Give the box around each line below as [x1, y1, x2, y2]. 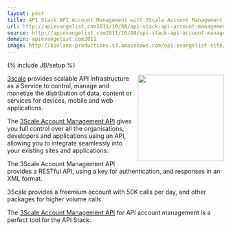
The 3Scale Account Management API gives [7, 117, 132, 125]
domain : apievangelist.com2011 [7, 36, 97, 43]
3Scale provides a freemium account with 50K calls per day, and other [7, 188, 206, 196]
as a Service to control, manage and [7, 82, 110, 90]
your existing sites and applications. [7, 146, 109, 154]
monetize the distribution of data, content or [7, 89, 132, 97]
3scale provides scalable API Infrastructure [7, 74, 129, 83]
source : [7, 29, 30, 37]
